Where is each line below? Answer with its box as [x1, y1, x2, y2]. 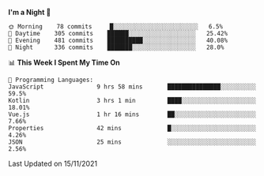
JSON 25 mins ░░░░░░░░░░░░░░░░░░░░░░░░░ [8, 138, 257, 146]
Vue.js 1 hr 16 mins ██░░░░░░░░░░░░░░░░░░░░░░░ [8, 110, 257, 118]
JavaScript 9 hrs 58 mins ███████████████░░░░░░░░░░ [8, 83, 257, 91]
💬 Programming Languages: [8, 76, 93, 84]
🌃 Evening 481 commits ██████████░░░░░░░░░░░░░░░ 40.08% [8, 36, 228, 44]
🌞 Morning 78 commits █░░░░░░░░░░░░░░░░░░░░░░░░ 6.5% [8, 23, 224, 31]
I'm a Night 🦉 [8, 8, 51, 17]
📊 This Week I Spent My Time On [8, 58, 120, 67]
